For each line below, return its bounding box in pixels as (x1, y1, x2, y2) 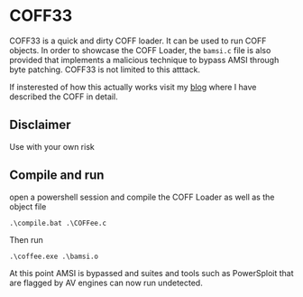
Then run (9, 234, 43, 245)
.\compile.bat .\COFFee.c (9, 218, 106, 227)
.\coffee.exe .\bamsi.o (9, 252, 99, 261)
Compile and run (9, 168, 105, 183)
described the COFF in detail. (9, 91, 119, 102)
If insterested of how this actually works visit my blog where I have (9, 81, 257, 92)
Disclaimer (9, 117, 71, 133)
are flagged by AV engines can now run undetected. (9, 277, 203, 288)
